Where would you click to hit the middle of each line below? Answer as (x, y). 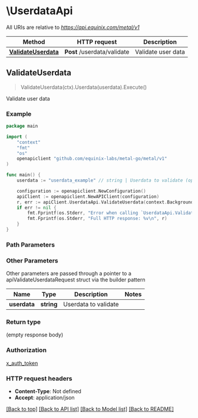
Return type (24, 322)
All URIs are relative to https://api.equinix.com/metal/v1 (73, 27)
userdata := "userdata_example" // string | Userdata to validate (100, 181)
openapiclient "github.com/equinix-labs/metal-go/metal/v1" (92, 159)
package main (22, 126)
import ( (17, 137)
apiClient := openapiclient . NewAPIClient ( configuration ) (88, 196)
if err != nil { (37, 208)
